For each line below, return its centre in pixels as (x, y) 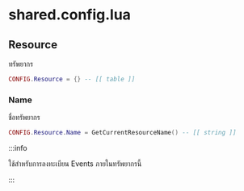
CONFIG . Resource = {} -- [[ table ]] (72, 79)
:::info (18, 148)
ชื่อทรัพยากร (24, 118)
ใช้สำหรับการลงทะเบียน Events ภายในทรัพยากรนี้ (75, 164)
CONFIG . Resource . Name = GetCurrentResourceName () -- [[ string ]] (122, 133)
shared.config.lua (70, 15)
